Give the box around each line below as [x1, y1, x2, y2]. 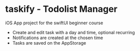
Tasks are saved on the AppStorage [12, 40, 86, 46]
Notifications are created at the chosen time [12, 35, 103, 41]
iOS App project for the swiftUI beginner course [5, 20, 103, 26]
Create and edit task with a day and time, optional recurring [12, 29, 135, 35]
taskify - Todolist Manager [5, 3, 117, 15]
